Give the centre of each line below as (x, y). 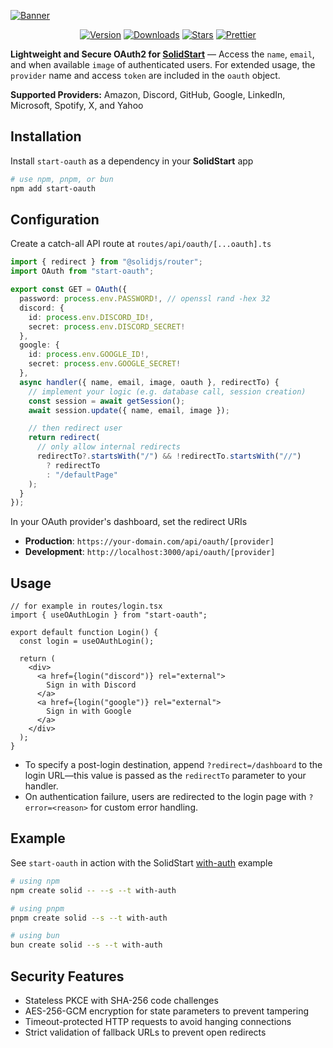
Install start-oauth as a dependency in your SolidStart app (132, 161)
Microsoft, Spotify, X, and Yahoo (77, 105)
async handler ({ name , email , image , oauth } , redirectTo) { (149, 382)
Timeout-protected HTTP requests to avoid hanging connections (158, 1021)
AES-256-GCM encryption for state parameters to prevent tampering (167, 1011)
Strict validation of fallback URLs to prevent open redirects (145, 1032)
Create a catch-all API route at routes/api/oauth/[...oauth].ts (141, 244)
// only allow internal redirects (109, 447)
